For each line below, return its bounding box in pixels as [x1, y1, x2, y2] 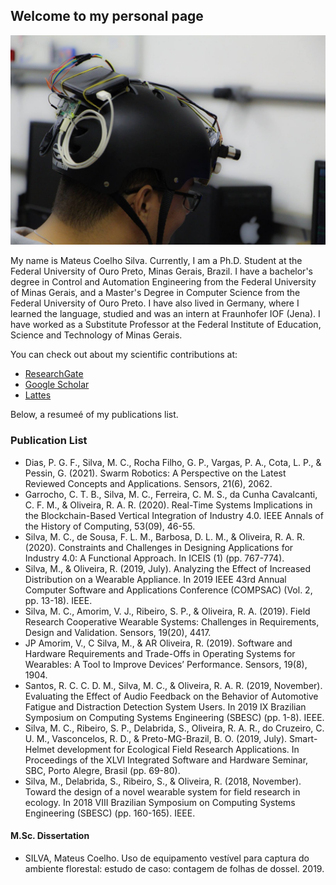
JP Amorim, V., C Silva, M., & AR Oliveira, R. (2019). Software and [24, 637, 293, 649]
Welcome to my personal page [10, 8, 204, 25]
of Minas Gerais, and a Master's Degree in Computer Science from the [10, 287, 301, 299]
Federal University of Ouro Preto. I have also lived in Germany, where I [10, 297, 300, 309]
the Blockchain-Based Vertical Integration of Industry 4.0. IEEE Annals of [24, 509, 324, 521]
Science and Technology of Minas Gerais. [10, 329, 183, 341]
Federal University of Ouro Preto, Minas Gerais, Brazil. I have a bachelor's [10, 265, 313, 278]
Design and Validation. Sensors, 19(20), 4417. [24, 626, 212, 638]
